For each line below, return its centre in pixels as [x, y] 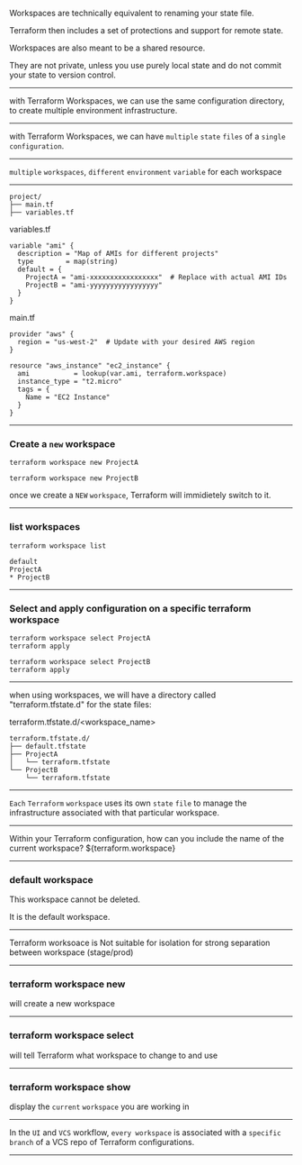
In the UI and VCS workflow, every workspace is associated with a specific [145, 1133]
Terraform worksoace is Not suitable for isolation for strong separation [140, 943]
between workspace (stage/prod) [71, 952]
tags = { [34, 389]
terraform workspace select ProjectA [80, 638]
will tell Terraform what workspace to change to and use [114, 1055]
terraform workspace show [70, 1087]
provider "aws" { [42, 334]
